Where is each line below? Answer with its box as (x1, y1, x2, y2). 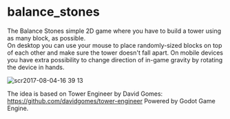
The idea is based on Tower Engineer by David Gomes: (7, 90, 163, 98)
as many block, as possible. (7, 34, 86, 42)
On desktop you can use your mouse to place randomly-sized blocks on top (7, 41, 222, 49)
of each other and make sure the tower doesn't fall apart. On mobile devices (7, 49, 224, 57)
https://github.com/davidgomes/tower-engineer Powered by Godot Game (7, 96, 216, 105)
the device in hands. (7, 63, 65, 71)
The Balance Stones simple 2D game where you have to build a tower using (7, 27, 222, 35)
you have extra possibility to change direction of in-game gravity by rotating (7, 55, 223, 64)
